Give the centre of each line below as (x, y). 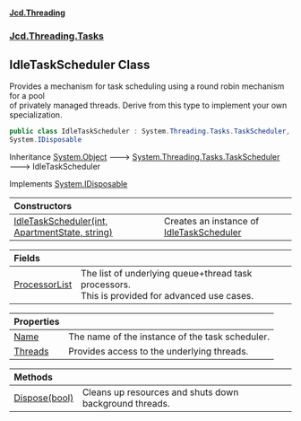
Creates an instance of (212, 222)
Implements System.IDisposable (69, 184)
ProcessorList (43, 285)
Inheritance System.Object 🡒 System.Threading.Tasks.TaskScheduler (145, 157)
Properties (37, 321)
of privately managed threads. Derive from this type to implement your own (148, 105)
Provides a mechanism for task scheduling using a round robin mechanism (147, 86)
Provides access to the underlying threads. (159, 352)
